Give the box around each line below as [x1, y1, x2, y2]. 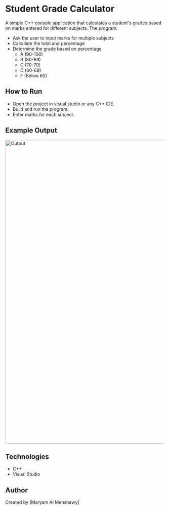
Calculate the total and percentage [12, 40, 85, 46]
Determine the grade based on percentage [12, 46, 102, 52]
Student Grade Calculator [5, 3, 115, 15]
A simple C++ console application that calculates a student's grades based [5, 20, 162, 26]
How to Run [5, 87, 42, 96]
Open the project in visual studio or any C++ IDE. [12, 101, 115, 107]
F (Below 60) [20, 72, 47, 78]
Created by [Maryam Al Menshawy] [5, 499, 79, 505]
